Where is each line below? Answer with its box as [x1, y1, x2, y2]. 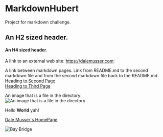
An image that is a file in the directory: [5, 92, 82, 98]
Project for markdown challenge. [5, 19, 71, 25]
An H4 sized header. [5, 47, 47, 53]
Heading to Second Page [5, 78, 55, 84]
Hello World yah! [5, 107, 39, 113]
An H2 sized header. [5, 33, 69, 42]
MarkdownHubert [5, 3, 79, 14]
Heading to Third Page [5, 83, 50, 89]
